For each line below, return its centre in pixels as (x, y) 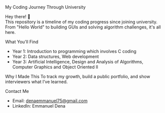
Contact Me (17, 91)
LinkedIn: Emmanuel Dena (39, 106)
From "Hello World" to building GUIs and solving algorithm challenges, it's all (83, 27)
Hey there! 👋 (18, 16)
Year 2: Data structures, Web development (56, 56)
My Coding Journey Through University (45, 7)
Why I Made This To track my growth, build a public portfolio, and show (78, 76)
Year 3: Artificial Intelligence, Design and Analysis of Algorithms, (78, 62)
